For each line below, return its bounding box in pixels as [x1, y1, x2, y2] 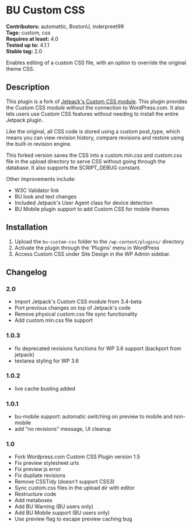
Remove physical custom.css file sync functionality [14, 311, 138, 318]
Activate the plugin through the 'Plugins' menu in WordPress [14, 244, 160, 251]
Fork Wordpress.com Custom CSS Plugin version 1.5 [14, 453, 141, 460]
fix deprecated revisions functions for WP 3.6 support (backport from [14, 345, 182, 352]
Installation [6, 222, 48, 232]
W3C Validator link [14, 187, 59, 194]
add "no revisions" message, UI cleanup [14, 426, 111, 433]
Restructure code [14, 491, 57, 498]
